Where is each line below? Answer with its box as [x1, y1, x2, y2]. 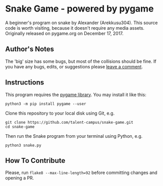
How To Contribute [5, 156, 66, 165]
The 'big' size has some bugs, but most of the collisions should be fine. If [5, 58, 156, 64]
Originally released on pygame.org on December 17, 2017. [5, 30, 124, 36]
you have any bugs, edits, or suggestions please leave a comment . [5, 63, 143, 69]
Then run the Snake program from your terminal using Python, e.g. [5, 133, 143, 139]
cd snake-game [5, 124, 35, 129]
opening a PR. [5, 175, 34, 181]
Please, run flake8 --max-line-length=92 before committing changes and [5, 169, 157, 176]
